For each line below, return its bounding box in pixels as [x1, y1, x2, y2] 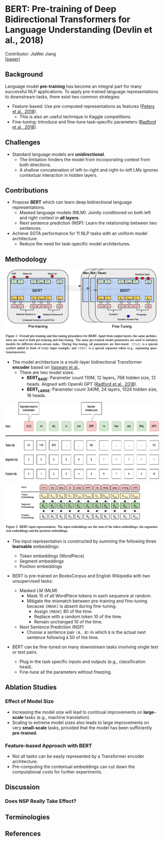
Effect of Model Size [5, 698, 54, 705]
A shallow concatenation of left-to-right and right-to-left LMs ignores [19, 167, 159, 173]
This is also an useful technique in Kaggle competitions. [19, 114, 132, 120]
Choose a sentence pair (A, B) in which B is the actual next [26, 629, 146, 635]
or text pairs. [12, 649, 38, 655]
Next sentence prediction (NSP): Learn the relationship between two [19, 220, 157, 226]
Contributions [5, 186, 48, 195]
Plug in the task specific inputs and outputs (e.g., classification [19, 658, 145, 665]
